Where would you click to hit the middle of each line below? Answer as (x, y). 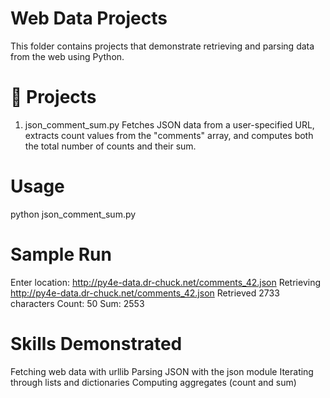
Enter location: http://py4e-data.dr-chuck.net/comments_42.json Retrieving (166, 282)
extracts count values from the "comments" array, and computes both (169, 135)
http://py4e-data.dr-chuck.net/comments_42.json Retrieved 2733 (145, 293)
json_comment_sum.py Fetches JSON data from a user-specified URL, (169, 124)
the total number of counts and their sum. (110, 146)
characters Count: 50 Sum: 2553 (77, 303)
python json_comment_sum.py (73, 214)
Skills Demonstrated (96, 343)
